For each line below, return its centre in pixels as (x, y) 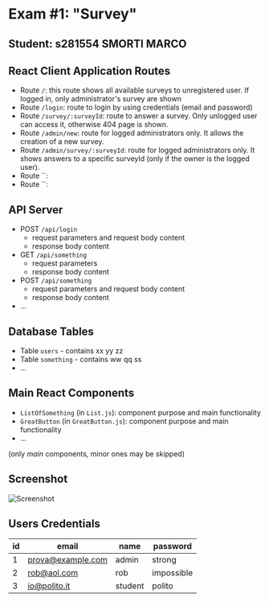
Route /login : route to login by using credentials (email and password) (136, 107)
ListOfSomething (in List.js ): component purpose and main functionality (140, 412)
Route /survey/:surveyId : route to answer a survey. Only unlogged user (139, 116)
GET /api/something (53, 255)
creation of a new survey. (62, 142)
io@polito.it (49, 586)
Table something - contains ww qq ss (81, 360)
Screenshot (38, 479)
